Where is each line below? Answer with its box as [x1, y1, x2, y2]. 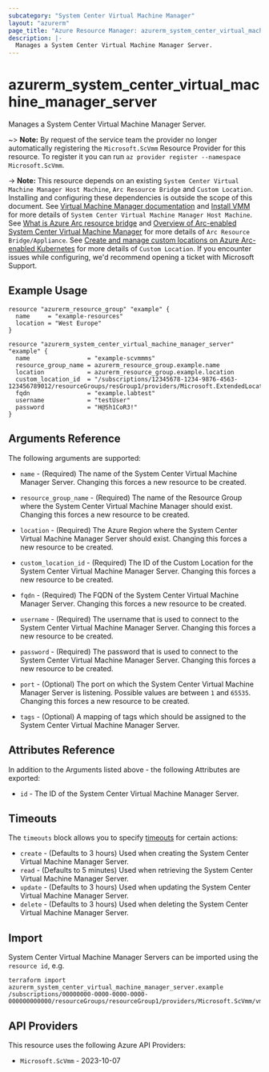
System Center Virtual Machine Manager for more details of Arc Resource [8, 227, 251, 237]
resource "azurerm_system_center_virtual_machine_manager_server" [8, 340, 235, 348]
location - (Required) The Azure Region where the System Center [19, 525, 238, 534]
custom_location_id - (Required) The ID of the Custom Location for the [19, 558, 254, 567]
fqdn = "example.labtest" [15, 389, 156, 397]
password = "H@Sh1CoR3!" [15, 403, 138, 411]
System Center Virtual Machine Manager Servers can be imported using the [8, 953, 259, 962]
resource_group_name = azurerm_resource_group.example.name [15, 361, 220, 369]
